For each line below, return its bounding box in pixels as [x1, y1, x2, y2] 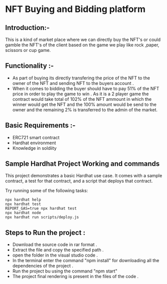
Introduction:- [5, 23, 50, 32]
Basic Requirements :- [5, 121, 76, 130]
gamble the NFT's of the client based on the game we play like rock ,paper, [5, 42, 160, 48]
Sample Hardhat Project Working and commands [5, 160, 160, 168]
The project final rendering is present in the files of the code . [12, 274, 139, 280]
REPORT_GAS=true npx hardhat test [5, 206, 77, 211]
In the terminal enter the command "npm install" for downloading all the [12, 258, 160, 264]
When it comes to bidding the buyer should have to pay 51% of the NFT [12, 85, 160, 91]
